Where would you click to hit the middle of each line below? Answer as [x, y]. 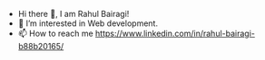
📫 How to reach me [55, 33]
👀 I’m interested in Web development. [88, 23]
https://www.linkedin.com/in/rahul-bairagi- [175, 33]
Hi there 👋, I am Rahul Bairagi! [74, 14]
